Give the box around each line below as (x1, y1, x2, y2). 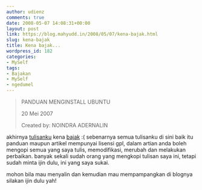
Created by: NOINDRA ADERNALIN (21, 122, 108, 128)
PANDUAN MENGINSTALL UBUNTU (21, 98, 111, 106)
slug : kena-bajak (6, 37, 50, 43)
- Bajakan (6, 71, 31, 77)
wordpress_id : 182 (6, 48, 53, 54)
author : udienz (6, 8, 45, 15)
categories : (6, 54, 36, 60)
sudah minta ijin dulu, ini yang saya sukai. (6, 159, 110, 166)
